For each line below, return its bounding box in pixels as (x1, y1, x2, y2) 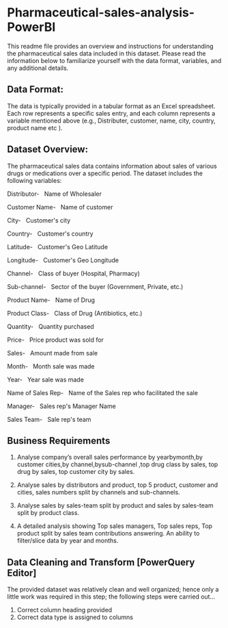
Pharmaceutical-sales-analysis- (7, 5, 195, 21)
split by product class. (16, 509, 80, 517)
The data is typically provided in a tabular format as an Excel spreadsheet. (7, 101, 216, 110)
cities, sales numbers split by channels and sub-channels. (16, 488, 180, 497)
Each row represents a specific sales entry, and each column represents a (7, 109, 216, 117)
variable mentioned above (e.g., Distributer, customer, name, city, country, (7, 116, 216, 125)
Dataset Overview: (7, 144, 89, 155)
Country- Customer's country (7, 229, 94, 238)
